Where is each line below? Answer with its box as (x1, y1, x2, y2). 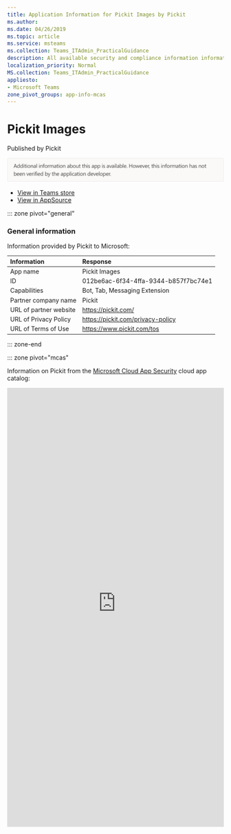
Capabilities (10, 286, 43, 295)
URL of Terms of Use (10, 324, 69, 333)
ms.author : (7, 18, 38, 25)
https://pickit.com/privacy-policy (82, 315, 177, 324)
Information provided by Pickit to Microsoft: (7, 242, 130, 251)
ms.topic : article (7, 33, 60, 40)
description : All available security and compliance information (7, 55, 198, 62)
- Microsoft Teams (7, 83, 60, 91)
